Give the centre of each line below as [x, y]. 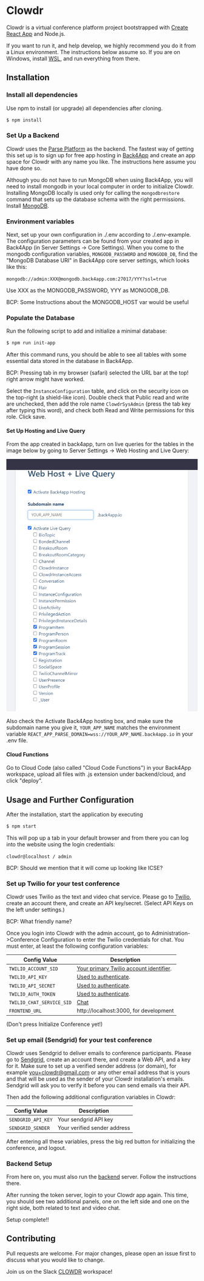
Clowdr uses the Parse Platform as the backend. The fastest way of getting [100, 149]
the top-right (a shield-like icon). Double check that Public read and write [98, 398]
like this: [17, 267]
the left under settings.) [36, 910]
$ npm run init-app [31, 343]
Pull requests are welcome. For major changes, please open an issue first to [101, 1253]
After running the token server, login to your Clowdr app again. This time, [97, 1195]
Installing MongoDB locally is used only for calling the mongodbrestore [93, 192]
